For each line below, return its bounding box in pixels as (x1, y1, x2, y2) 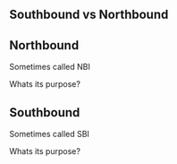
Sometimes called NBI (9, 62, 91, 73)
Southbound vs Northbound (9, 7, 169, 22)
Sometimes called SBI (9, 129, 89, 140)
